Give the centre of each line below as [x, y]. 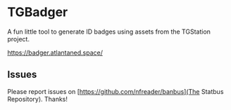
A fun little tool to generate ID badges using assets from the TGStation [109, 32]
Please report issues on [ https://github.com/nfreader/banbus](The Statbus [115, 91]
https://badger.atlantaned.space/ [55, 53]
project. [19, 39]
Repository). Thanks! [38, 99]
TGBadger [38, 12]
